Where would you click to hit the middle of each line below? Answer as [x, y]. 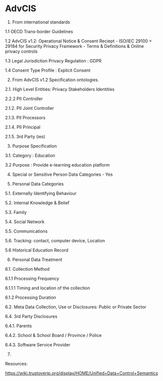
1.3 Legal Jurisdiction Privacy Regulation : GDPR [53, 61]
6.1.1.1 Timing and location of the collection [48, 288]
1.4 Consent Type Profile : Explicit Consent [48, 70]
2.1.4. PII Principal [23, 127]
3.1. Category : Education [30, 155]
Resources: [16, 363]
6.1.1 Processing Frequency [32, 278]
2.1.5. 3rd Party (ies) [25, 136]
